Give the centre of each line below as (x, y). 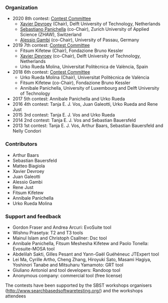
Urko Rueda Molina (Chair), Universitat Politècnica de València (85, 78)
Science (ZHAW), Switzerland (51, 35)
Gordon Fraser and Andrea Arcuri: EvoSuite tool (62, 227)
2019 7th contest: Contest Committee (51, 45)
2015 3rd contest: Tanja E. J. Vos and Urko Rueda (64, 115)
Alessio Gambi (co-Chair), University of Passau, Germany (79, 40)
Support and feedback (33, 216)
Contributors (21, 144)
